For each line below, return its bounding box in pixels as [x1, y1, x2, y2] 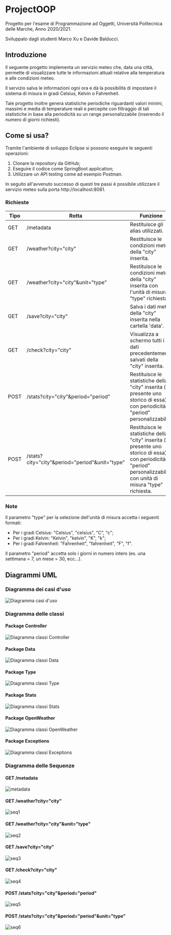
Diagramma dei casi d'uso [5, 586, 71, 593]
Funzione [139, 212, 163, 219]
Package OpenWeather [5, 715, 55, 721]
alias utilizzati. [129, 227, 164, 234]
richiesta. [129, 487, 152, 495]
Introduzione [5, 51, 47, 59]
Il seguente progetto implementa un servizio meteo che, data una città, [5, 64, 154, 70]
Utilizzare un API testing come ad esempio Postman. [12, 171, 123, 177]
